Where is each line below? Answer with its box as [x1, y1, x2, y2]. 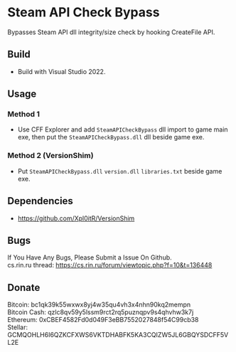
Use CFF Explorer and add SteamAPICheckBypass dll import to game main [17, 125, 229, 134]
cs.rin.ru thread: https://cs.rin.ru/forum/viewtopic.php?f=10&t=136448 [7, 261, 213, 270]
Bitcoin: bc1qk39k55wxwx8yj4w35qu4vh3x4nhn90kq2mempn [7, 300, 191, 309]
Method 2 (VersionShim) [7, 151, 94, 161]
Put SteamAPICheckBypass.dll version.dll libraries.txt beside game [17, 166, 222, 175]
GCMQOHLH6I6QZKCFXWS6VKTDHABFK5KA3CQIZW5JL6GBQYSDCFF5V [7, 331, 229, 339]
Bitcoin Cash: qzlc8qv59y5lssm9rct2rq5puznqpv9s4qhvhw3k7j [7, 308, 194, 316]
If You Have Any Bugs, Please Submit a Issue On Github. [7, 253, 172, 262]
